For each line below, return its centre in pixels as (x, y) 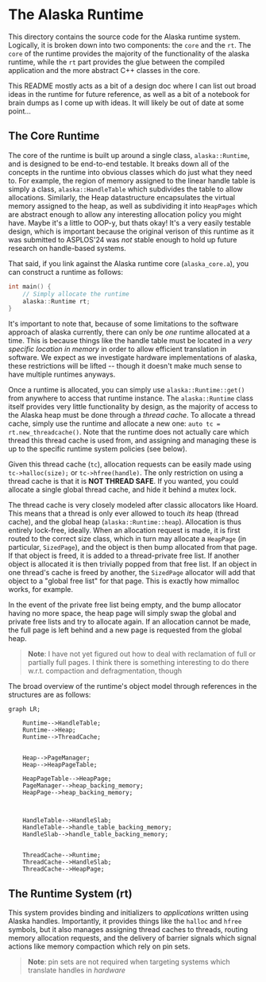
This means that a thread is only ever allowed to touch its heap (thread (123, 513)
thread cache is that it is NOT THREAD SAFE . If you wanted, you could (123, 481)
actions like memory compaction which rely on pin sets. (99, 946)
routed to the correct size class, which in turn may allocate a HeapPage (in (127, 539)
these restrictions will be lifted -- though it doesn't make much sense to (125, 366)
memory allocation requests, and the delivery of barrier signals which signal (132, 938)
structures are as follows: (50, 695)
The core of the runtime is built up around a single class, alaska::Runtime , (129, 155)
